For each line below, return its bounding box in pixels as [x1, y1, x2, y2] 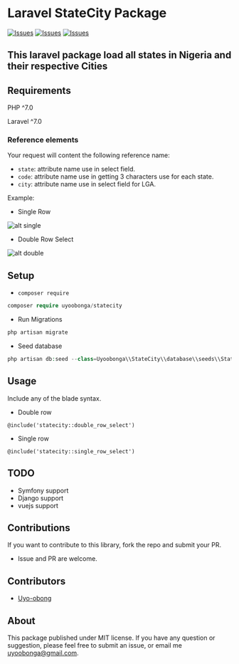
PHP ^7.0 [7, 103, 33, 112]
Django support [17, 493, 64, 502]
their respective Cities [7, 60, 108, 73]
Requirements [7, 84, 71, 97]
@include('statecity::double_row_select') [7, 421, 135, 428]
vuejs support [17, 501, 59, 510]
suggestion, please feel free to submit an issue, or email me [7, 641, 183, 649]
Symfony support [17, 486, 69, 495]
